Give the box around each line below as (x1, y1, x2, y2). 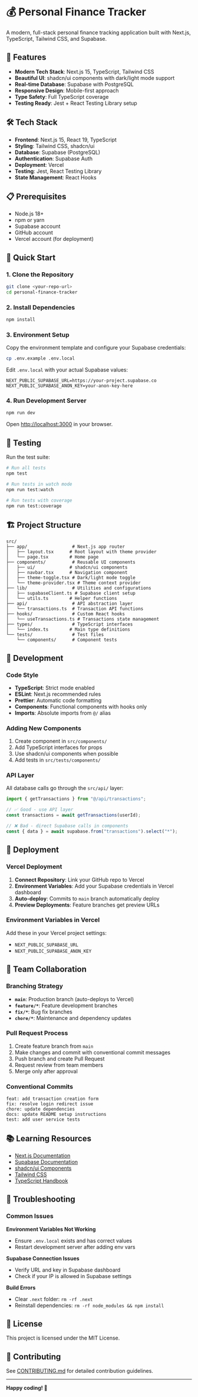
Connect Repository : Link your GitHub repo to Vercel (14, 876, 144, 883)
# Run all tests (6, 465, 46, 471)
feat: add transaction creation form (6, 1096, 99, 1102)
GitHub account (14, 229, 53, 236)
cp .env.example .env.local (6, 356, 75, 362)
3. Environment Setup (6, 330, 70, 338)
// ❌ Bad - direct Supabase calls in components (6, 823, 128, 829)
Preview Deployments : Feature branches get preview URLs (14, 901, 160, 908)
